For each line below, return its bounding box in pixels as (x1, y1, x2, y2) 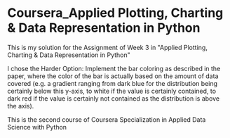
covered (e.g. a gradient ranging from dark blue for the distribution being (7, 79, 218, 87)
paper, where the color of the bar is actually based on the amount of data (7, 72, 219, 80)
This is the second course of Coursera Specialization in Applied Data (7, 115, 206, 124)
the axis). (7, 101, 34, 110)
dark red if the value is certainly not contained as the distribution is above (7, 94, 219, 103)
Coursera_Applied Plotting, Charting (7, 5, 224, 21)
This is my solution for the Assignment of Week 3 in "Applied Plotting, (7, 43, 208, 51)
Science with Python (7, 123, 67, 131)
